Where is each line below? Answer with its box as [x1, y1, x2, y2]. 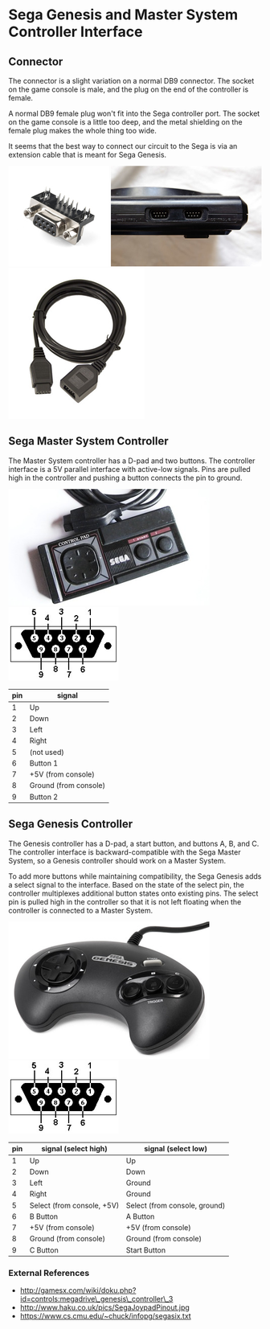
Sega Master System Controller [8, 434, 169, 448]
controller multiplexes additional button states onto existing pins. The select [8, 888, 259, 898]
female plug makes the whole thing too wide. [8, 126, 157, 135]
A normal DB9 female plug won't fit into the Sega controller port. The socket [8, 109, 260, 118]
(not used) [29, 747, 64, 757]
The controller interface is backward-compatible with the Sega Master [8, 847, 241, 857]
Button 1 [29, 758, 59, 768]
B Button [29, 1212, 59, 1221]
